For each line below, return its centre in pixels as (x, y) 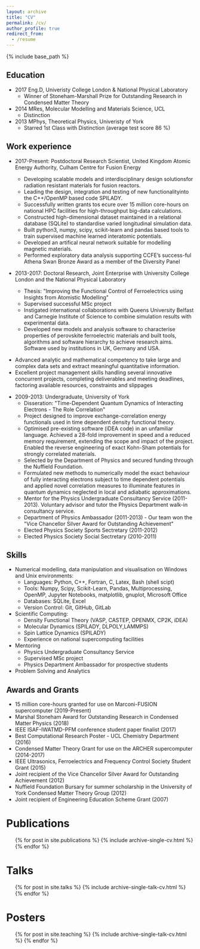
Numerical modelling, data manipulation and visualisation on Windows (101, 570)
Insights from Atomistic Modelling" (66, 297)
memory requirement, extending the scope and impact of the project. (109, 441)
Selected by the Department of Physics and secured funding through (109, 460)
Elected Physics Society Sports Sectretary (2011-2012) (91, 530)
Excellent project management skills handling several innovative (93, 372)
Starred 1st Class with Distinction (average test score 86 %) (97, 128)
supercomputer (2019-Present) (53, 711)
